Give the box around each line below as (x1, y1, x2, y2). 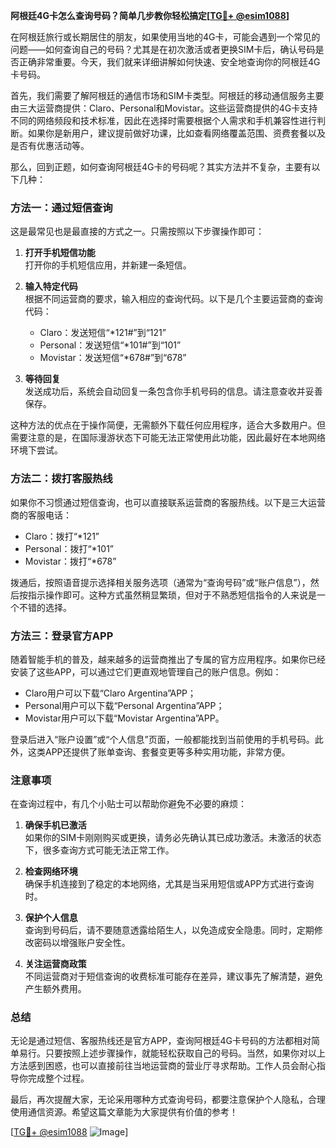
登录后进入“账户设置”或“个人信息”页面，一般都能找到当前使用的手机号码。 (10, 733, 315, 745)
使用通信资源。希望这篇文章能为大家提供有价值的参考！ (10, 1106, 238, 1118)
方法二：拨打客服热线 (10, 472, 113, 486)
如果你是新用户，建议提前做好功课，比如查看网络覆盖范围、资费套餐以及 (27, 127, 326, 139)
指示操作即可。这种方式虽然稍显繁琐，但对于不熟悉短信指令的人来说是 (27, 589, 317, 601)
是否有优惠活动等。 (10, 140, 90, 151)
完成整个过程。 (27, 1072, 90, 1084)
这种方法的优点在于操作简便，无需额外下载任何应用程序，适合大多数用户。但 (10, 419, 326, 431)
